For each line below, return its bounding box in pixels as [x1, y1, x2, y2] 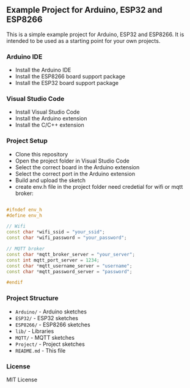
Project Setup [6, 137, 48, 145]
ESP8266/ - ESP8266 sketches [15, 321, 90, 328]
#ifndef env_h [6, 207, 43, 213]
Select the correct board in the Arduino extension [15, 163, 140, 170]
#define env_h [6, 212, 43, 219]
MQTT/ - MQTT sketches [15, 334, 75, 341]
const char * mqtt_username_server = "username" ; [6, 263, 133, 269]
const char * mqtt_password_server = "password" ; [6, 268, 133, 274]
